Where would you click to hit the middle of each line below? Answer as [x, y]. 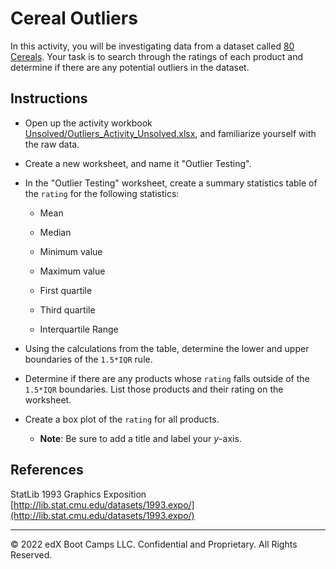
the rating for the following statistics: [102, 193]
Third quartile [67, 309]
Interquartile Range [79, 329]
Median [55, 232]
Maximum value [72, 271]
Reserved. [31, 554]
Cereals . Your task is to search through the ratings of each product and [157, 56]
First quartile [66, 290]
